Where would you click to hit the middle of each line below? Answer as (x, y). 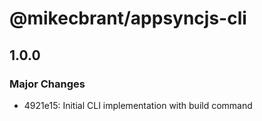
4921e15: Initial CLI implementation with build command (138, 105)
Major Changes (47, 84)
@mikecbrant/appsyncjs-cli (128, 18)
